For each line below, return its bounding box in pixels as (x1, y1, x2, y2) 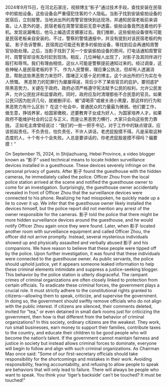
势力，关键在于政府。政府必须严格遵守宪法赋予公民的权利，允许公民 (18, 85, 158, 91)
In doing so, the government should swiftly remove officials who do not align (5, 298, 162, 304)
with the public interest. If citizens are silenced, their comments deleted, (5, 304, 153, 309)
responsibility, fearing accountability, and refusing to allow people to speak (5, 362, 159, 367)
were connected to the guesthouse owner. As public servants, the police (5, 256, 154, 262)
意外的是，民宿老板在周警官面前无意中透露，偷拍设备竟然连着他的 (22, 23, 158, 29)
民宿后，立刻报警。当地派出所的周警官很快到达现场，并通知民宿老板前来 (5, 17, 153, 22)
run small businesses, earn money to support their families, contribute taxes (5, 324, 161, 330)
